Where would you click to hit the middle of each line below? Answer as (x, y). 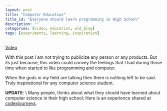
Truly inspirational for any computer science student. (59, 83)
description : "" (22, 24)
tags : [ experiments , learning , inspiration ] (52, 33)
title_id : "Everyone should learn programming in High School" (72, 19)
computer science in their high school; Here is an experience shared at (78, 98)
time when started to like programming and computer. (60, 68)
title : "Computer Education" (35, 15)
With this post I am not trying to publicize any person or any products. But (81, 57)
